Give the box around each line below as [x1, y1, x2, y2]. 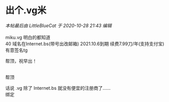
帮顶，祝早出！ [5, 58, 37, 64]
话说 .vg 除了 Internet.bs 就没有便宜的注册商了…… [5, 85, 111, 91]
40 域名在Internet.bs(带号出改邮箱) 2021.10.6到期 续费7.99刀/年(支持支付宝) [5, 40, 164, 46]
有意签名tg [5, 47, 28, 53]
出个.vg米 [5, 5, 47, 16]
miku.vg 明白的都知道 [5, 34, 50, 40]
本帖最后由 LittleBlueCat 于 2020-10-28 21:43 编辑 [5, 22, 112, 29]
